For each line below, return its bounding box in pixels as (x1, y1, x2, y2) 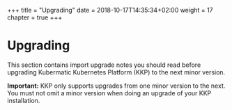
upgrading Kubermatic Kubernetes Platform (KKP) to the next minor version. (7, 68, 226, 76)
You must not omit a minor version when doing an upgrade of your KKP (7, 88, 212, 97)
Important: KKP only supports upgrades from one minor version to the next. (7, 81, 226, 90)
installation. (7, 96, 40, 104)
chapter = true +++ (7, 13, 63, 22)
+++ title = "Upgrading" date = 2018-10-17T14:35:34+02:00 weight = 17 (7, 6, 214, 14)
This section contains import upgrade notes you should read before (7, 61, 201, 69)
